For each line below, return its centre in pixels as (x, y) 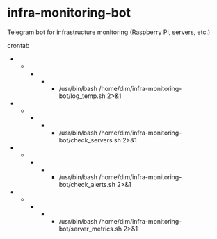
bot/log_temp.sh (82, 96)
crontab (18, 45)
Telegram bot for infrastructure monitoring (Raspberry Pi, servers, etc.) (109, 32)
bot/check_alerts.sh (87, 184)
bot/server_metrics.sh (90, 229)
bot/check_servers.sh (90, 140)
